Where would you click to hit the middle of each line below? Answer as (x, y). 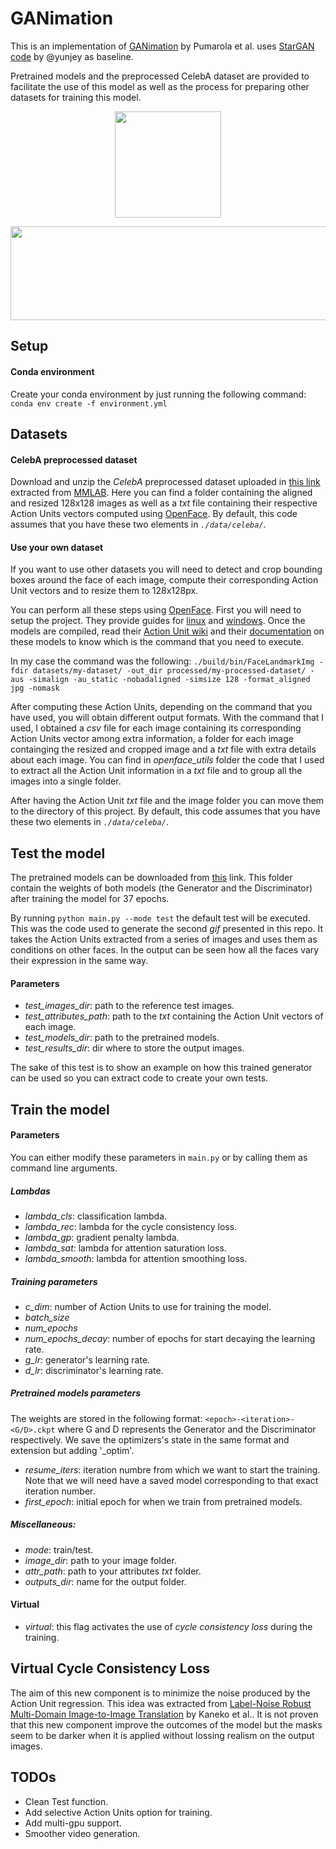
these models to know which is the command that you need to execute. (157, 642)
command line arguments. (64, 1168)
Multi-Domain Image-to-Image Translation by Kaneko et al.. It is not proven (164, 1714)
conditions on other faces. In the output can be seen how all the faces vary (165, 950)
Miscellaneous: (43, 1524)
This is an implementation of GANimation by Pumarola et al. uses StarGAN (162, 46)
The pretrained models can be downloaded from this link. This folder (151, 878)
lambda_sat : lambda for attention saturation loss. (125, 1248)
